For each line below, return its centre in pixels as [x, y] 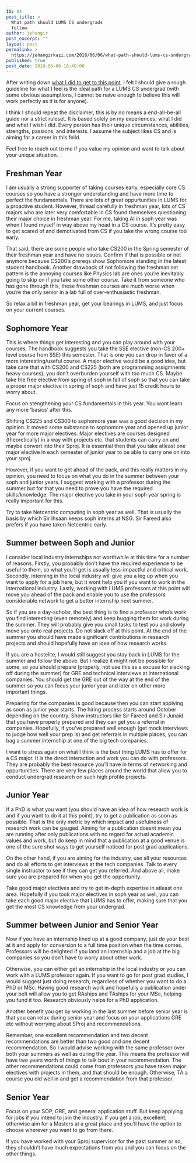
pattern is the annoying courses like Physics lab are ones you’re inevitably [95, 273]
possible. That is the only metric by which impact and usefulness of [87, 822]
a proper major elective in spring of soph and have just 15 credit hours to [93, 386]
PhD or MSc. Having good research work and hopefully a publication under [96, 988]
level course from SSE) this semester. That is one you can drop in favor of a [97, 355]
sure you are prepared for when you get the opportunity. [74, 877]
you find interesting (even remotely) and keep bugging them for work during [97, 618]
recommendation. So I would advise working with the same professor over [95, 1048]
